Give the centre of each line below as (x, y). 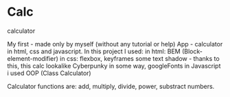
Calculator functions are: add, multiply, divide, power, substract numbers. (111, 86)
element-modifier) (33, 58)
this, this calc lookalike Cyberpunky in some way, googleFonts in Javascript (114, 66)
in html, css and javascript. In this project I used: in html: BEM (94, 51)
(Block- (192, 51)
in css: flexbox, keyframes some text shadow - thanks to (139, 58)
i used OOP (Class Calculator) (49, 73)
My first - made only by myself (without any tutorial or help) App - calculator (115, 44)
